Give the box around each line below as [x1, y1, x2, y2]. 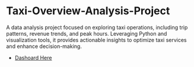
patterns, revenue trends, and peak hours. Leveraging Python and [6, 30, 167, 37]
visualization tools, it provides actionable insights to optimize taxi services [6, 36, 187, 43]
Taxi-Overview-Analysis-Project [6, 4, 170, 18]
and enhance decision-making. [6, 43, 82, 50]
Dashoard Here [14, 54, 52, 61]
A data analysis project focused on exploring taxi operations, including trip [6, 24, 188, 31]
